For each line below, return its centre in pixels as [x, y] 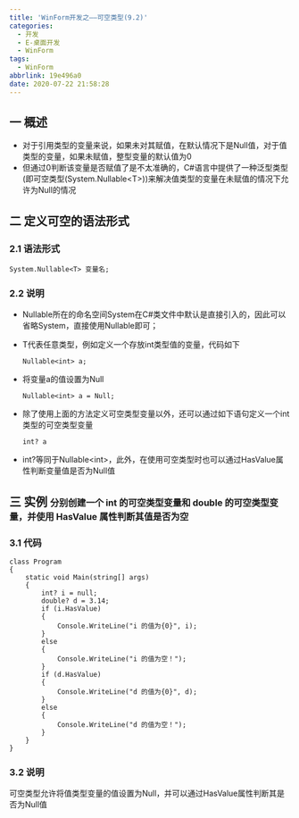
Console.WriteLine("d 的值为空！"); [122, 725]
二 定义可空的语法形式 [69, 221]
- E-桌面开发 [39, 42]
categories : [31, 26]
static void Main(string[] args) [87, 578]
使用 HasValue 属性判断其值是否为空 [112, 516]
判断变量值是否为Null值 [73, 471]
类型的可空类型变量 [58, 425]
